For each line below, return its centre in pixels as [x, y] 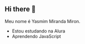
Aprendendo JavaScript [36, 36]
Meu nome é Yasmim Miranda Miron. [42, 21]
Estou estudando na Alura [38, 31]
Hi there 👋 [20, 9]
